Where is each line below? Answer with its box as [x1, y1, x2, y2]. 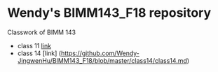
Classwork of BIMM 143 [7, 28, 76, 36]
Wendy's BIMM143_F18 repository [7, 5, 212, 21]
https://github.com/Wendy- [60, 49, 140, 57]
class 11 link [17, 41, 51, 50]
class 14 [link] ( [17, 49, 62, 57]
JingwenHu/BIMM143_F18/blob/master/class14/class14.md [17, 56, 187, 64]
